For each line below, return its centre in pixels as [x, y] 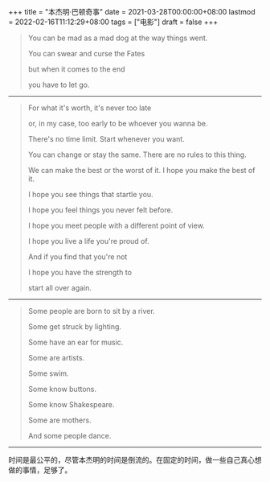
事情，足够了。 [47, 470]
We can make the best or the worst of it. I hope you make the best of [141, 170]
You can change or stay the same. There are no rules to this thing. [137, 154]
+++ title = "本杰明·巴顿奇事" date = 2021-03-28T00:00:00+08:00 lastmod [132, 12]
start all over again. [60, 288]
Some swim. [49, 373]
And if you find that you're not [78, 257]
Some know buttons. [62, 389]
